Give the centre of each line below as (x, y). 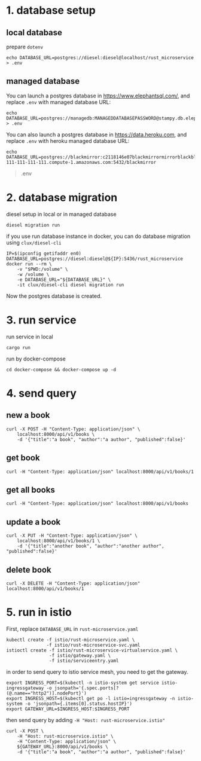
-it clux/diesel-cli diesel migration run (71, 285)
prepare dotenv (25, 47)
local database (34, 33)
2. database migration (62, 197)
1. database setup (51, 10)
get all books (31, 490)
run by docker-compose (36, 359)
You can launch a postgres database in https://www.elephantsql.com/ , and (98, 96)
